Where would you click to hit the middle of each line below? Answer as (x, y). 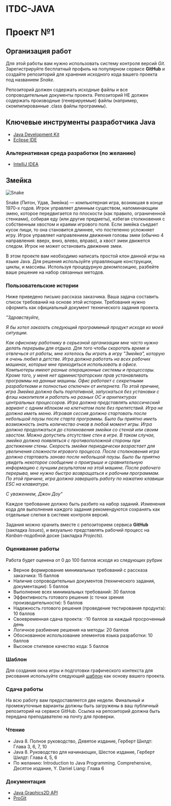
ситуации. (17, 333)
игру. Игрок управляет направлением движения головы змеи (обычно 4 (85, 235)
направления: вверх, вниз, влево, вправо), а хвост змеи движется (78, 241)
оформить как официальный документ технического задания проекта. (83, 308)
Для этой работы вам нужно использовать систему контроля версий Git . (86, 63)
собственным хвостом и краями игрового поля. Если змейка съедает (82, 224)
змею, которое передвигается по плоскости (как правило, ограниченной (86, 213)
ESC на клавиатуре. (28, 484)
